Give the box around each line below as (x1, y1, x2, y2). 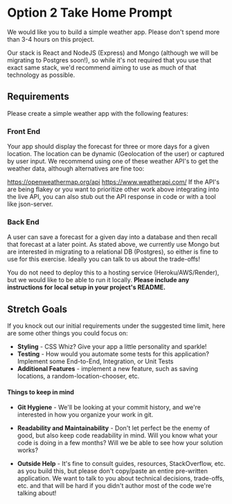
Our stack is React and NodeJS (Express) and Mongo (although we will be (7, 49, 219, 57)
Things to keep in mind (7, 388, 75, 396)
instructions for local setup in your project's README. (7, 283, 166, 292)
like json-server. (7, 200, 53, 209)
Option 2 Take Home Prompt (7, 5, 172, 21)
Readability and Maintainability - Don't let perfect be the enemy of (17, 424, 210, 433)
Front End (7, 126, 41, 136)
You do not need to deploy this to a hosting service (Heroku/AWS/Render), (7, 268, 220, 277)
